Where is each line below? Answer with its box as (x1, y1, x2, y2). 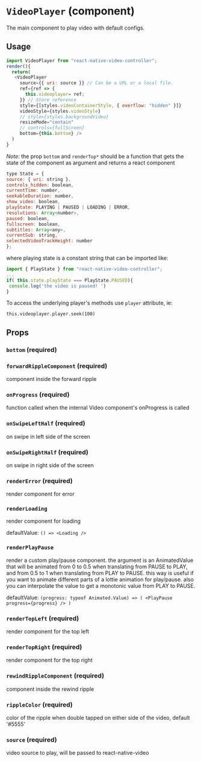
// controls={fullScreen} (19, 125, 85, 131)
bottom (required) (6, 345, 57, 354)
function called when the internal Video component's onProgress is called (6, 404, 190, 411)
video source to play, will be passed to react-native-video (6, 749, 149, 757)
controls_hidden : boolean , (6, 182, 74, 188)
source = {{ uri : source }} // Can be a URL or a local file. (19, 80, 173, 86)
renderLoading (6, 505, 48, 512)
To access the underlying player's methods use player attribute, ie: (6, 300, 173, 307)
